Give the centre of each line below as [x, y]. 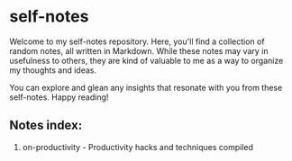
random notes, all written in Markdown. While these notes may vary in [139, 50]
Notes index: [46, 125]
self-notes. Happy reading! [59, 97]
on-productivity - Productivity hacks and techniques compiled [138, 147]
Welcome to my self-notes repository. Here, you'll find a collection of [137, 41]
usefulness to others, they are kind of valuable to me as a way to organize [146, 60]
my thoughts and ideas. [53, 70]
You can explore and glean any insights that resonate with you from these [146, 87]
